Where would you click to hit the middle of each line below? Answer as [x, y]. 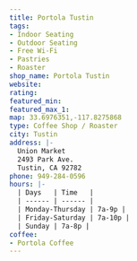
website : [26, 84]
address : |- [31, 143]
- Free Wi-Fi [34, 51]
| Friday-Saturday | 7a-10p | [73, 217]
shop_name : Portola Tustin [60, 76]
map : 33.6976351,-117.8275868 [66, 117]
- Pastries [30, 59]
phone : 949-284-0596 [48, 176]
